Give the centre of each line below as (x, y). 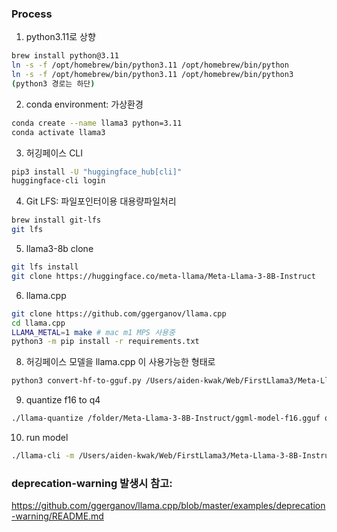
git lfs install (45, 267)
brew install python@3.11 (65, 56)
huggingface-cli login (58, 181)
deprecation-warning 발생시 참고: (92, 483)
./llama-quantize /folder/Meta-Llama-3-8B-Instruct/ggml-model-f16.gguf (166, 418)
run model (47, 438)
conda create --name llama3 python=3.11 (97, 123)
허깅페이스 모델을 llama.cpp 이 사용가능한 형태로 (120, 362)
